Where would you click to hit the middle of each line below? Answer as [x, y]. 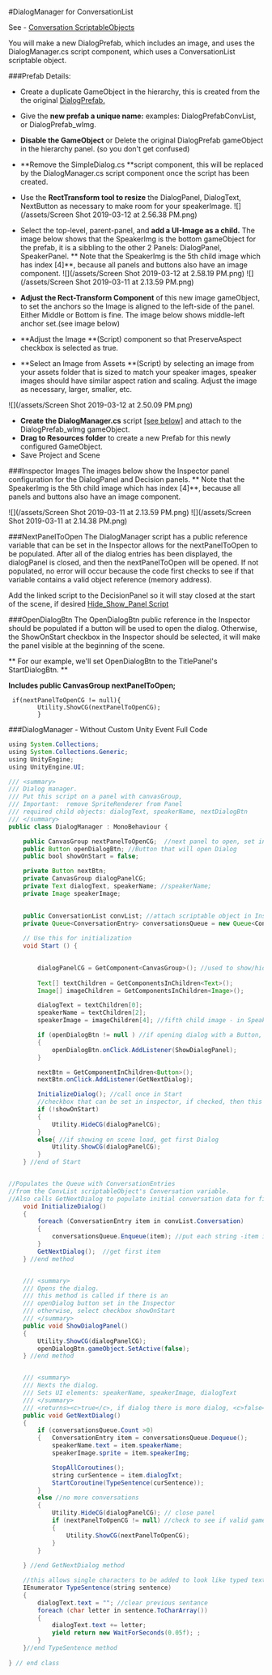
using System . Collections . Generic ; [68, 752]
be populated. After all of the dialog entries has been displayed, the [121, 554]
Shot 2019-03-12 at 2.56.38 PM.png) [136, 215]
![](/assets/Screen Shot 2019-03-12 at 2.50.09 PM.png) [100, 405]
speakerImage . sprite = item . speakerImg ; [121, 1453]
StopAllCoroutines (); [88, 1468]
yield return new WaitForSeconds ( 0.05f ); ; [126, 1633]
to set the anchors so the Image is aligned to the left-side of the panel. [137, 306]
